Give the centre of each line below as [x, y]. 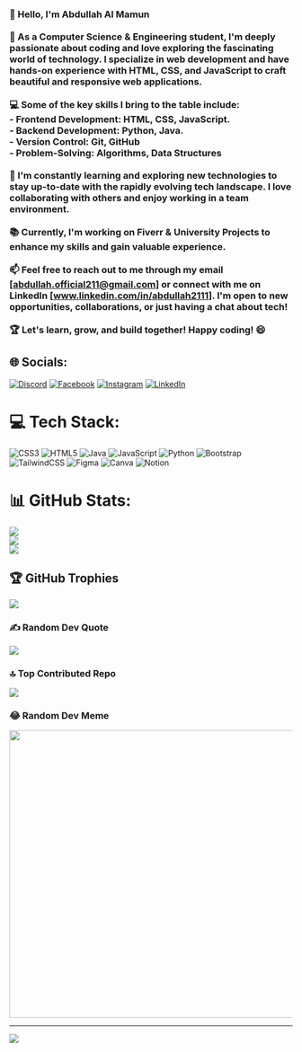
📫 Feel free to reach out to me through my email [116, 270]
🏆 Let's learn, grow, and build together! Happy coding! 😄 [138, 330]
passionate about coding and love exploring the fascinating [142, 48]
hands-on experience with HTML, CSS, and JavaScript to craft [148, 70]
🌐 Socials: [39, 362]
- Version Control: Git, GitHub [75, 141]
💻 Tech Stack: [65, 422]
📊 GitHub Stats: [71, 500]
